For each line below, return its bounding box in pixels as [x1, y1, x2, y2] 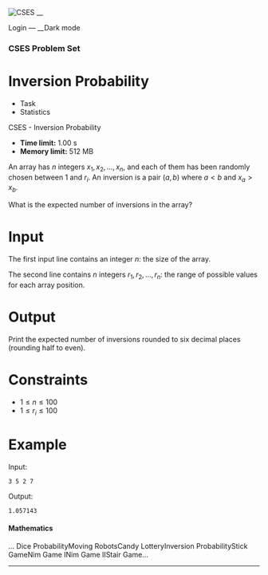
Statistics [19, 107, 51, 116]
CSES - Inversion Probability [8, 122, 101, 132]
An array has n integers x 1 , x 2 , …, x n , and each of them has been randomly [8, 162, 250, 173]
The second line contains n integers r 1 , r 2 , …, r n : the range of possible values [8, 270, 258, 281]
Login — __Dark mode [8, 23, 81, 32]
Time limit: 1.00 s [19, 138, 77, 148]
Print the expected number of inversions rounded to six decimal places [8, 334, 241, 344]
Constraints [8, 371, 89, 389]
